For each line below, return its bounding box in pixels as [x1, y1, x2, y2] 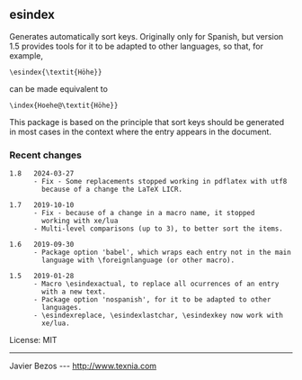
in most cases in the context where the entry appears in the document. [9, 126, 272, 137]
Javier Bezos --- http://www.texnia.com [9, 360, 157, 372]
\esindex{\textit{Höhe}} [9, 68, 102, 77]
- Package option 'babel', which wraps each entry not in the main [32, 248, 292, 258]
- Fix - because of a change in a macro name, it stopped [32, 209, 255, 218]
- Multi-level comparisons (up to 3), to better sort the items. [32, 224, 283, 233]
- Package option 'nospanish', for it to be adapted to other [32, 295, 271, 304]
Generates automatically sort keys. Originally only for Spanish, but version [9, 31, 284, 41]
